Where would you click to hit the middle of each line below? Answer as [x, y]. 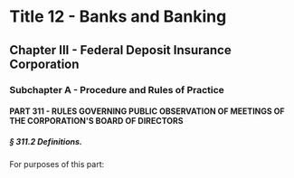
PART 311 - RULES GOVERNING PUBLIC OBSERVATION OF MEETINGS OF [147, 111]
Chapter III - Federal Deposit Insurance [121, 50]
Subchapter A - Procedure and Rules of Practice [117, 89]
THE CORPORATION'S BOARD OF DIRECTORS [96, 121]
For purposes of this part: [57, 164]
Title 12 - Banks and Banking [118, 17]
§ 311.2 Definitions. [46, 141]
